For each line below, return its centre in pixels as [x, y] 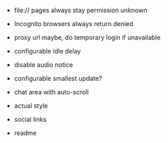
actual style [31, 106]
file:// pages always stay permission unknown [80, 10]
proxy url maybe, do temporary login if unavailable [87, 37]
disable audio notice [43, 65]
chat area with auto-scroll [52, 92]
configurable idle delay [47, 51]
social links [30, 119]
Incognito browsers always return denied [74, 24]
